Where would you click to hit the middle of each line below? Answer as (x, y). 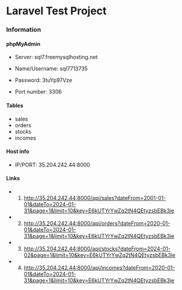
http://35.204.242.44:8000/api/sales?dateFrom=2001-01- (95, 198)
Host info (18, 152)
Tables (15, 105)
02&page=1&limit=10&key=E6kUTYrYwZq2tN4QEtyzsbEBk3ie (100, 255)
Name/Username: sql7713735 (51, 69)
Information (24, 30)
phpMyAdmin (23, 44)
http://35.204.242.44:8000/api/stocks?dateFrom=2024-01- (97, 248)
